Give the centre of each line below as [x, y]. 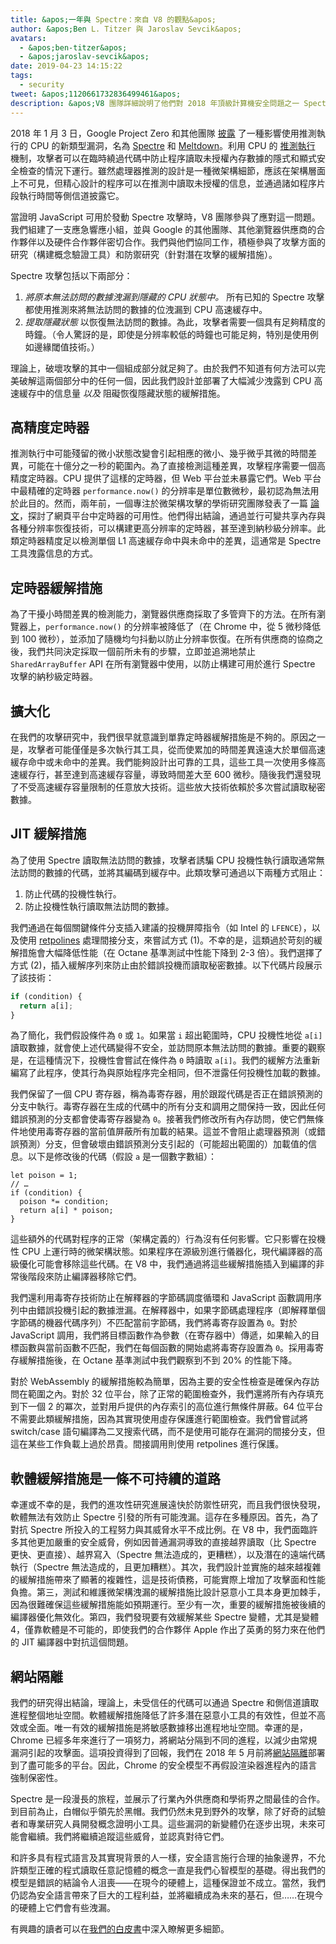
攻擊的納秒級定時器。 [54, 677]
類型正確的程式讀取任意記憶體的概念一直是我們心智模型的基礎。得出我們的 [172, 1870]
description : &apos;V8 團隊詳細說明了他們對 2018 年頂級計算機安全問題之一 [155, 103]
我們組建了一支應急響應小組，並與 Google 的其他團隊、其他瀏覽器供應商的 [163, 229]
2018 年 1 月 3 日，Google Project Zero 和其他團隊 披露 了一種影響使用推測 [163, 133]
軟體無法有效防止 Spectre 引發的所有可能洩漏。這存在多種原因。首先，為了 [165, 1517]
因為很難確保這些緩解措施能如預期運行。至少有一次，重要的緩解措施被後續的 [168, 1605]
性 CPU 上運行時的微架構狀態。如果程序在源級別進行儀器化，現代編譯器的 [162, 1252]
